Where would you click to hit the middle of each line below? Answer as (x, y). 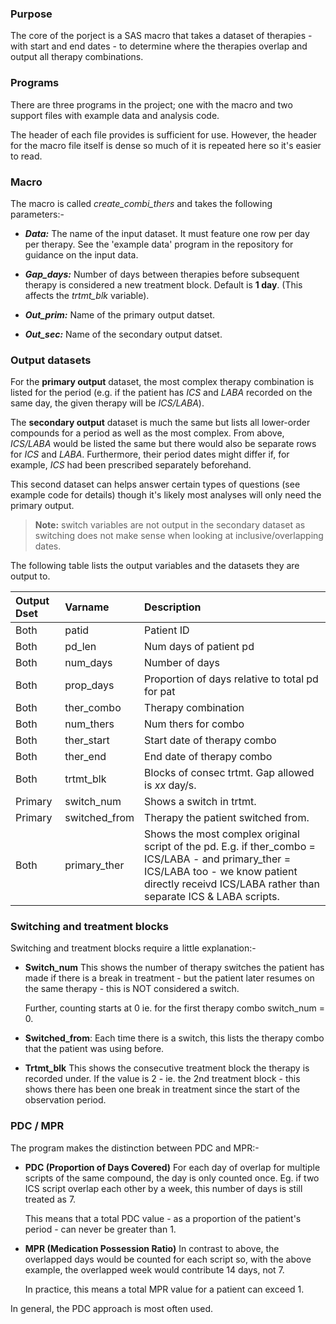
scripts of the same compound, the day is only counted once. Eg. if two (172, 1178)
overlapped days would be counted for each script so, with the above (168, 1259)
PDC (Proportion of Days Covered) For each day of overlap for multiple (172, 1167)
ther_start (87, 740)
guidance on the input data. (81, 254)
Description (173, 607)
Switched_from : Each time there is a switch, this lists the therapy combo (174, 1038)
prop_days (89, 685)
